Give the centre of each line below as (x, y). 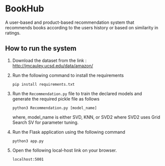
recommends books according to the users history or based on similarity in (82, 27)
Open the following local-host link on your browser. (65, 150)
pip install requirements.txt (44, 84)
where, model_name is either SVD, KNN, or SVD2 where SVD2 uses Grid (86, 117)
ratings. (13, 33)
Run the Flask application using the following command (69, 132)
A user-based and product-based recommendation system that (70, 22)
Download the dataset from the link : (49, 60)
